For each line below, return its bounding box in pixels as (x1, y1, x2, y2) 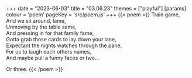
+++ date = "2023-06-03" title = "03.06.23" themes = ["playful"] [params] (6, 5, 186, 12)
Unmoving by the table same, (6, 23, 77, 30)
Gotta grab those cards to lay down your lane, (6, 36, 116, 42)
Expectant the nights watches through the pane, (6, 42, 122, 49)
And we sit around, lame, (6, 17, 66, 24)
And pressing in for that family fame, (6, 30, 94, 37)
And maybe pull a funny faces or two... (6, 55, 100, 61)
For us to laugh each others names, (6, 48, 92, 55)
